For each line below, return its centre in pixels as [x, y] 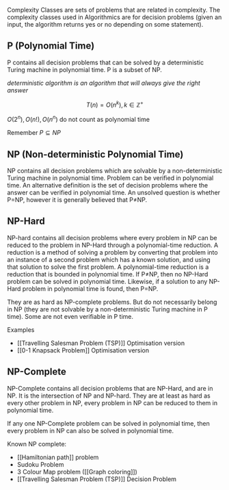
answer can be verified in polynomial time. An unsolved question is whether [114, 192]
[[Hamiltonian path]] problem [58, 457]
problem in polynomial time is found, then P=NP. [90, 288]
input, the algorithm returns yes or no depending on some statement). [105, 24]
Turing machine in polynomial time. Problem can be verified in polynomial [110, 178]
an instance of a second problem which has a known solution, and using [109, 259]
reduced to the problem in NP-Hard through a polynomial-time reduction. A [113, 245]
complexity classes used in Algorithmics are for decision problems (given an [114, 17]
